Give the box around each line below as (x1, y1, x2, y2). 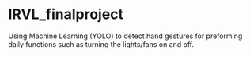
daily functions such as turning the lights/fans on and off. (8, 39, 195, 48)
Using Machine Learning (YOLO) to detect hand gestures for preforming (8, 31, 243, 41)
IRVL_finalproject (8, 5, 124, 23)
